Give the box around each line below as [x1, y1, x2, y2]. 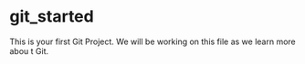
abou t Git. [9, 45, 49, 56]
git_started [9, 6, 94, 27]
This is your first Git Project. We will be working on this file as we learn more [9, 36, 297, 47]
